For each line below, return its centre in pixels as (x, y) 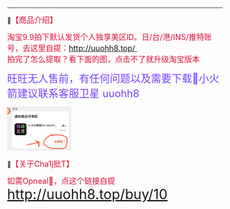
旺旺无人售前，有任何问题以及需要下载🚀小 (108, 79)
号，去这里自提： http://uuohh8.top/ (71, 48)
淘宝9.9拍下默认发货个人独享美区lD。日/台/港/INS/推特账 (110, 37)
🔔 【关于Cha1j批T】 (40, 164)
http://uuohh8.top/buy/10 (87, 194)
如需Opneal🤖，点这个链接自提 (61, 181)
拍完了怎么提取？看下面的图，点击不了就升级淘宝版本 (103, 59)
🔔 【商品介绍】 (33, 20)
